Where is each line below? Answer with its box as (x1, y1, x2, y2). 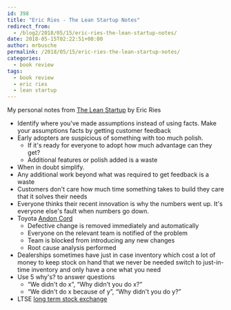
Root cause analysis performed (27, 244, 117, 252)
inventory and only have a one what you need (31, 266, 161, 274)
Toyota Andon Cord (17, 214, 73, 223)
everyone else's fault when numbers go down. (17, 207, 150, 216)
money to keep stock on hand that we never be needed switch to (17, 258, 202, 267)
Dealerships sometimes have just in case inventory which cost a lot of (17, 251, 216, 259)
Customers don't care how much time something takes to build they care (17, 185, 224, 194)
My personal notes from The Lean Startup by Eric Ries (7, 106, 161, 114)
